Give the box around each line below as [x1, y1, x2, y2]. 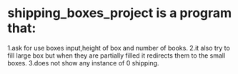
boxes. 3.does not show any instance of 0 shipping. [7, 58, 159, 67]
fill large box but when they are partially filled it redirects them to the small [7, 51, 226, 60]
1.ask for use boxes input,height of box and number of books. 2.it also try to [7, 43, 230, 52]
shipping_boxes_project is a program [7, 5, 232, 21]
